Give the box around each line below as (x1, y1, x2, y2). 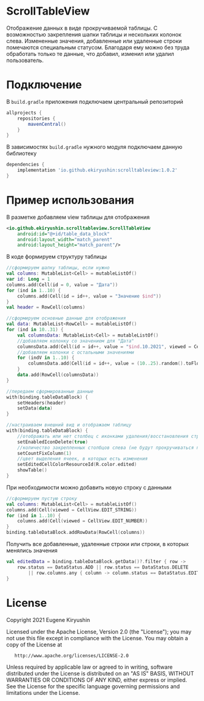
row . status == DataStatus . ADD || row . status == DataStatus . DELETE (17, 564, 189, 570)
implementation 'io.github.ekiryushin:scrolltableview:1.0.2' (17, 167, 178, 174)
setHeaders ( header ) (17, 400, 67, 406)
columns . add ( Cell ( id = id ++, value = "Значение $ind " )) (17, 293, 162, 299)
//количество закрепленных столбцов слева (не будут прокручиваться (17, 445, 194, 451)
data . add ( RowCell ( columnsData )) (17, 372, 99, 378)
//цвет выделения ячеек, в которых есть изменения (17, 456, 148, 462)
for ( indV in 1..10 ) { (17, 355, 75, 361)
